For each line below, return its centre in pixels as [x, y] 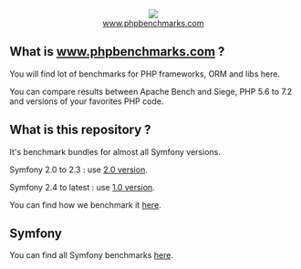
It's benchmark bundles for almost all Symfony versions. [115, 151]
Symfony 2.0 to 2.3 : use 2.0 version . [78, 170]
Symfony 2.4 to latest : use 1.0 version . [82, 187]
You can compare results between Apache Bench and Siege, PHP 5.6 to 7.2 [151, 91]
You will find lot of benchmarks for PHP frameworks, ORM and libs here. [145, 74]
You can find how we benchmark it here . [85, 204]
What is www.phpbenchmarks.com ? [117, 52]
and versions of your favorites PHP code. [87, 101]
